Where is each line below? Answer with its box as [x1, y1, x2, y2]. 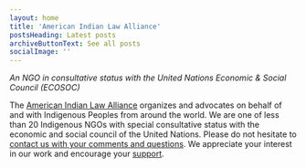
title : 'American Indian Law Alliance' [9, 22, 162, 31]
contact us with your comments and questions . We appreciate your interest [9, 139, 292, 150]
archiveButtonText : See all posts [9, 38, 142, 48]
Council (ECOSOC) [9, 82, 80, 93]
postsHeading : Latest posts [9, 30, 117, 39]
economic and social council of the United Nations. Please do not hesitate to [9, 129, 297, 140]
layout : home [9, 13, 59, 23]
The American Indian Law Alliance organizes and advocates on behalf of [9, 100, 282, 110]
